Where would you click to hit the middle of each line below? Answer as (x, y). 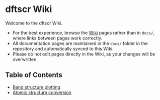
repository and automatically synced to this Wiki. (63, 48)
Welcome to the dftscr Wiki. (34, 23)
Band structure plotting (36, 87)
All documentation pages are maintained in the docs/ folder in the (80, 43)
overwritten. (25, 59)
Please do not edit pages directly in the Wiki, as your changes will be (84, 54)
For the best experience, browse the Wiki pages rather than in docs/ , (84, 32)
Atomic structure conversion (42, 92)
